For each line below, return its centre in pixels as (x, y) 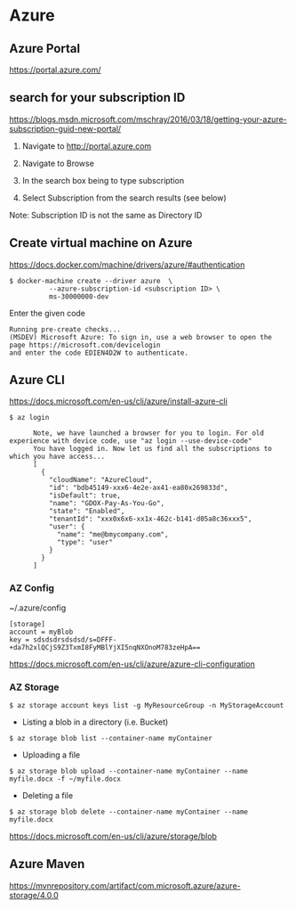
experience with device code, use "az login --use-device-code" (131, 441)
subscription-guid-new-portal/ (65, 128)
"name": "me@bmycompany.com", (112, 535)
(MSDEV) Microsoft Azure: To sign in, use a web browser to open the (141, 337)
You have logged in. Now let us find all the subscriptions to (152, 449)
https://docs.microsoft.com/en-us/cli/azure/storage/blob (113, 836)
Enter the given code (48, 313)
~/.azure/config (38, 608)
